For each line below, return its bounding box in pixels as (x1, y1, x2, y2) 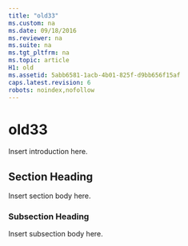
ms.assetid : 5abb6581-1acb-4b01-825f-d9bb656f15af (8, 71, 181, 79)
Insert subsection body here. (8, 229, 104, 239)
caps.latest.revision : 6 (8, 78, 91, 86)
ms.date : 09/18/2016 (8, 26, 78, 34)
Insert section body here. (8, 191, 91, 200)
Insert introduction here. (8, 147, 88, 157)
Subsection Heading (8, 211, 90, 222)
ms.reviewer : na (8, 34, 62, 42)
